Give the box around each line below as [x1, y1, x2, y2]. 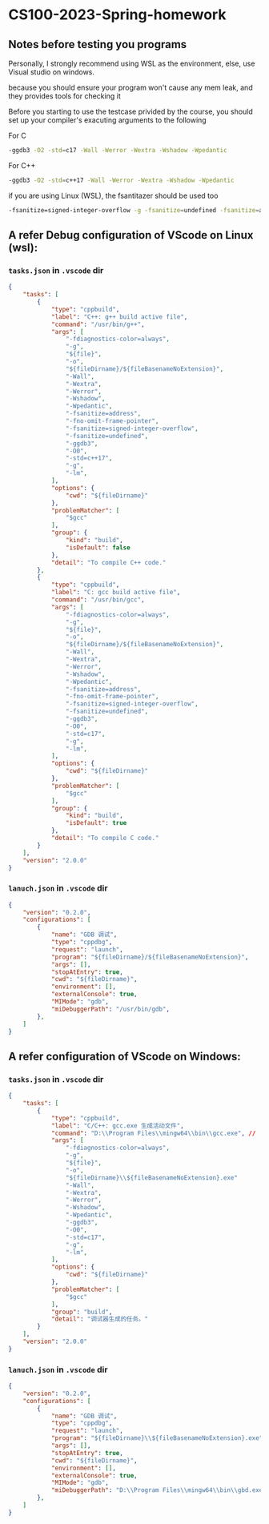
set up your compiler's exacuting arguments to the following [8, 115, 207, 125]
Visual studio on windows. [8, 67, 94, 77]
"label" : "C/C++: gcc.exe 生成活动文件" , [50, 1121, 184, 1130]
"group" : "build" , [50, 1308, 113, 1316]
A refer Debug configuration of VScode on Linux [8, 228, 254, 242]
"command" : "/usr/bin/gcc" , [50, 596, 146, 604]
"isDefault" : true [65, 819, 127, 827]
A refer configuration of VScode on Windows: [8, 1049, 242, 1063]
